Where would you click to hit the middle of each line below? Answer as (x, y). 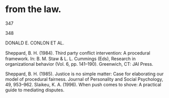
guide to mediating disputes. (35, 90)
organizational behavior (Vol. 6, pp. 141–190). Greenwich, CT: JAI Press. (79, 64)
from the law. (33, 9)
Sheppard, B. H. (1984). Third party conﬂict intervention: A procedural (78, 53)
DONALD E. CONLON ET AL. (35, 43)
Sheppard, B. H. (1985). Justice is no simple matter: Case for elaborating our (84, 74)
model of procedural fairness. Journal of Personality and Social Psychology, (84, 79)
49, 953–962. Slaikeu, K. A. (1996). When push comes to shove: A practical (83, 84)
